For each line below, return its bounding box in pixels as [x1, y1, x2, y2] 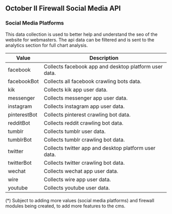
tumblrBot [8, 136, 32, 143]
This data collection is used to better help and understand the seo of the [5, 31, 158, 37]
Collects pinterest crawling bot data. [44, 111, 131, 118]
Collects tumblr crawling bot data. [44, 136, 125, 143]
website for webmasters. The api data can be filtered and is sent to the [5, 36, 155, 43]
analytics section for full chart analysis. [5, 42, 88, 48]
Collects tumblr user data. [44, 128, 106, 135]
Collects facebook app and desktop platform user [44, 63, 163, 70]
